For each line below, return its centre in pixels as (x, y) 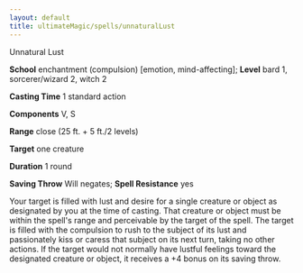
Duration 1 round (41, 166)
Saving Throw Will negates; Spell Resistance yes (101, 183)
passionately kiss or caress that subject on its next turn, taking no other (142, 239)
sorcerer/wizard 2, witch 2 (58, 78)
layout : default (40, 18)
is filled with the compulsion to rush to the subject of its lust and (128, 230)
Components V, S (42, 114)
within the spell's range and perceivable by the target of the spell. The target (151, 220)
